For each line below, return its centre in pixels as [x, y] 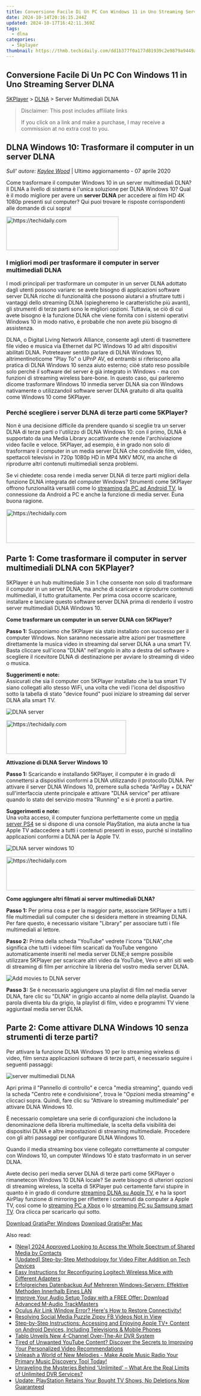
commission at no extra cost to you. [65, 128]
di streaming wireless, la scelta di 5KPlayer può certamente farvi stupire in [98, 1186]
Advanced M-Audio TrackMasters [57, 1304]
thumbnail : [20, 51]
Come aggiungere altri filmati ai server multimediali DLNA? [81, 899]
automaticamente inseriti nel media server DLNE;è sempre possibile [90, 953]
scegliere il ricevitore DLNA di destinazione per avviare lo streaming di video [100, 657]
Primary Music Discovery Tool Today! [61, 1361]
